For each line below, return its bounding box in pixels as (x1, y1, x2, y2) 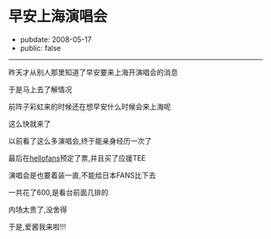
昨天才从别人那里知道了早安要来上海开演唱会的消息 (8, 67, 178, 77)
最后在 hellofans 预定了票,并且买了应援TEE (8, 153, 147, 162)
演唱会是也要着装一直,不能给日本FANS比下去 (8, 170, 156, 180)
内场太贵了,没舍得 (8, 204, 68, 214)
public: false (19, 43, 61, 52)
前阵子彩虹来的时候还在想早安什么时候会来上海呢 (8, 102, 171, 111)
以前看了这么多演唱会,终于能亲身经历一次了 (8, 136, 152, 145)
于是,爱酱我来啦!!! (8, 221, 67, 231)
